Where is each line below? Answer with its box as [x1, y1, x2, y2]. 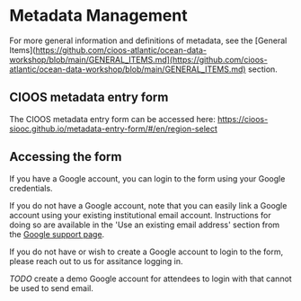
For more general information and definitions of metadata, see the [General [9, 35, 288, 46]
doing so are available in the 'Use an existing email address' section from [9, 219, 280, 230]
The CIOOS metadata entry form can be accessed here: [9, 113, 216, 124]
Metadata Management [9, 5, 188, 26]
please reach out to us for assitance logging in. [9, 255, 183, 266]
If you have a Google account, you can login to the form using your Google [9, 173, 286, 184]
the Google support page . [9, 228, 105, 239]
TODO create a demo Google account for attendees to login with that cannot [9, 273, 292, 284]
